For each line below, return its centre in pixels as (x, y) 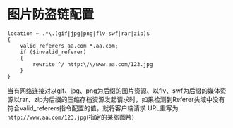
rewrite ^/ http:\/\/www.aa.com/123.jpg (93, 64)
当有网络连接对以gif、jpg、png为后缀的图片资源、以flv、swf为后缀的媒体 (114, 90)
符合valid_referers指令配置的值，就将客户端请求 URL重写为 (93, 108)
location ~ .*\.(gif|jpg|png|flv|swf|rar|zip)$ (79, 33)
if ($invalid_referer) (53, 52)
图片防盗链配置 (51, 14)
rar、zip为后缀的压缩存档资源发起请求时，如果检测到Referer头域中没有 (122, 99)
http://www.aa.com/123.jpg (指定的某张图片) (71, 117)
